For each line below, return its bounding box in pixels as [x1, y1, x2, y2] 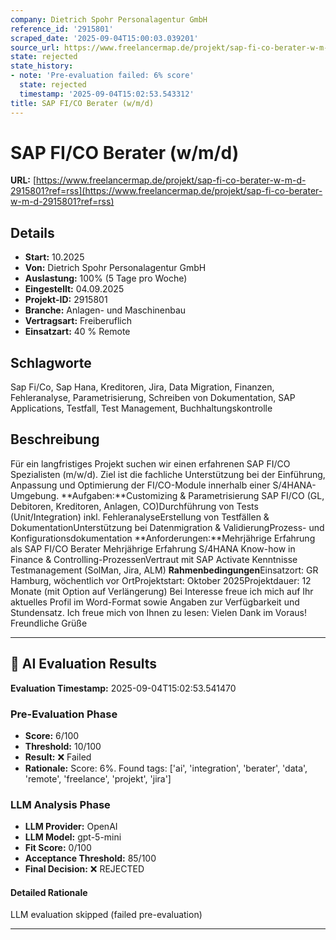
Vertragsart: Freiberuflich [24, 315, 132, 327]
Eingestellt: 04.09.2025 [24, 283, 125, 295]
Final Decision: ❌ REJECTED [24, 863, 145, 875]
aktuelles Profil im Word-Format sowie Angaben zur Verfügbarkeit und [10, 596, 300, 608]
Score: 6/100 [24, 729, 80, 741]
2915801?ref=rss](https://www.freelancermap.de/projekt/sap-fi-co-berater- [10, 185, 323, 197]
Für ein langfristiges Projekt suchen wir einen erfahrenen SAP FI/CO [10, 457, 291, 470]
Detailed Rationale [10, 886, 88, 898]
